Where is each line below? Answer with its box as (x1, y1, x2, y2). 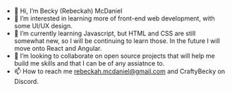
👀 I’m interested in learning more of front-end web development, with (13, 14, 215, 23)
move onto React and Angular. (13, 44, 102, 52)
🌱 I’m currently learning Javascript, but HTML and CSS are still (13, 29, 196, 37)
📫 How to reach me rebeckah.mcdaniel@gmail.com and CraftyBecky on (13, 67, 226, 75)
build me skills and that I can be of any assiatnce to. (13, 59, 165, 67)
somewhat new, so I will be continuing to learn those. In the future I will (13, 37, 220, 45)
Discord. (13, 78, 39, 85)
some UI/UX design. (13, 22, 73, 30)
